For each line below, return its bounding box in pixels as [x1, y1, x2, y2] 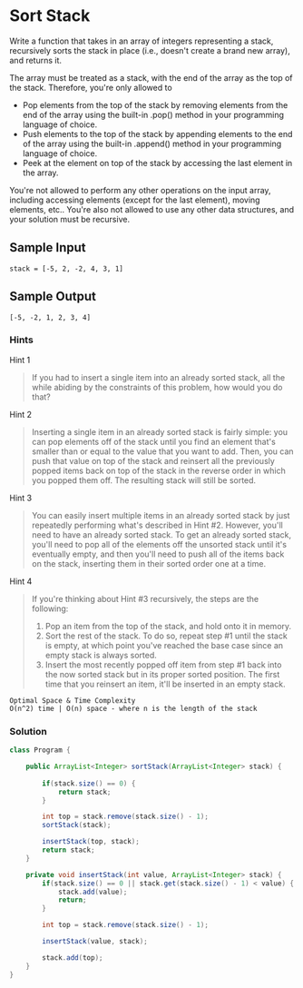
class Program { [9, 746, 71, 755]
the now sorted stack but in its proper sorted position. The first [44, 668, 280, 679]
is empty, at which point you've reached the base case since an [44, 639, 284, 650]
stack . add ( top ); [42, 953, 103, 963]
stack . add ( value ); [57, 887, 128, 896]
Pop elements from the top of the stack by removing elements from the [22, 99, 288, 110]
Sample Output [9, 289, 97, 304]
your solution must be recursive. [9, 213, 130, 224]
